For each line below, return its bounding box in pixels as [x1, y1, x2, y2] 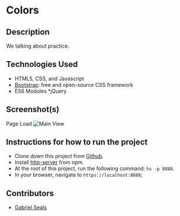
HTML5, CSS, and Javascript [14, 75, 85, 82]
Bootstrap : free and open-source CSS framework [14, 81, 133, 88]
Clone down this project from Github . [14, 153, 104, 160]
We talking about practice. [6, 42, 70, 49]
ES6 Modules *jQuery [14, 87, 67, 95]
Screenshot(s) [6, 104, 60, 114]
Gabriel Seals [14, 204, 47, 211]
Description [6, 27, 50, 37]
